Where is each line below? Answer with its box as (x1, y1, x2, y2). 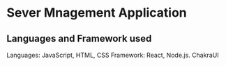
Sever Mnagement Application (6, 5, 188, 21)
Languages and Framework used (6, 33, 152, 44)
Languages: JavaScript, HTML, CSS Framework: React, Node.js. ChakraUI (6, 51, 219, 59)
